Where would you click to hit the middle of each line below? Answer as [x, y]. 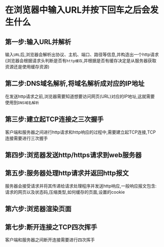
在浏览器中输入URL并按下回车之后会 [78, 10]
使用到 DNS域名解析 [22, 102]
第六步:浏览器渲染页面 [38, 209]
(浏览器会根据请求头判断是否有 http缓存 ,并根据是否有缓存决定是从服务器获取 [81, 61]
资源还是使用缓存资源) [27, 67]
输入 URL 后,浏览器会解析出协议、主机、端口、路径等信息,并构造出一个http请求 [82, 55]
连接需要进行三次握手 [26, 138]
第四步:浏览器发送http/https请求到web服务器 [73, 155]
